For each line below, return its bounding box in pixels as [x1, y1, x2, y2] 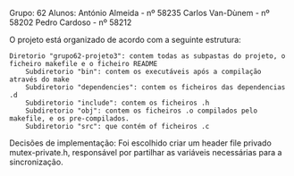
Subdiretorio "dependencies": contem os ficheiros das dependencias [25, 83, 286, 92]
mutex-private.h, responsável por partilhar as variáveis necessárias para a [9, 147, 282, 157]
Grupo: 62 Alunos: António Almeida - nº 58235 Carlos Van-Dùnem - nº [9, 8, 270, 18]
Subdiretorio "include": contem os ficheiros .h [25, 98, 210, 107]
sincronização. [9, 156, 64, 167]
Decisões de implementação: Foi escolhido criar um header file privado [9, 138, 273, 148]
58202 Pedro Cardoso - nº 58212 [9, 17, 132, 28]
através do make [9, 75, 70, 84]
